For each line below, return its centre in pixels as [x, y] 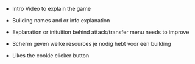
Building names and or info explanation [61, 20]
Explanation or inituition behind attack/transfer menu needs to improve [101, 32]
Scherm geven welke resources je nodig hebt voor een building [92, 44]
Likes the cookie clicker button [51, 56]
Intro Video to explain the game [51, 9]
